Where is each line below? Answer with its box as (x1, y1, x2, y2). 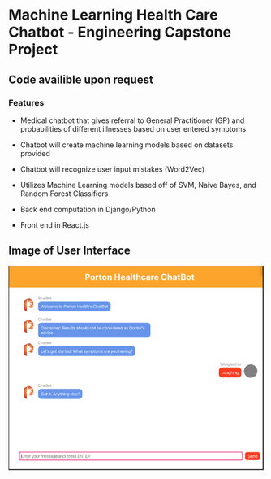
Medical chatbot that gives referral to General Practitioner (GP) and (19, 115, 245, 125)
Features (8, 97, 45, 108)
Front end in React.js (19, 220, 89, 229)
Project (8, 41, 58, 59)
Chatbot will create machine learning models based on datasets (19, 140, 234, 150)
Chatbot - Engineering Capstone (8, 23, 232, 41)
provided (19, 148, 51, 158)
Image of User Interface (8, 244, 131, 258)
